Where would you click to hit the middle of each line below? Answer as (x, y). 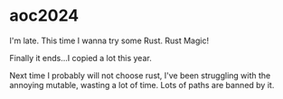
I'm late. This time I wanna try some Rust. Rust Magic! (109, 40)
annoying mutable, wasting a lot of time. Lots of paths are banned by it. (142, 85)
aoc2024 (44, 16)
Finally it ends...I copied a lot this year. (80, 58)
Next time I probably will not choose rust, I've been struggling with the (140, 75)
